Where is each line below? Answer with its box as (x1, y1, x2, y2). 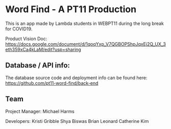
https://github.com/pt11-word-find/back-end (5, 80, 99, 86)
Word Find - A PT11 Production (5, 4, 137, 15)
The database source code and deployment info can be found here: (5, 75, 148, 81)
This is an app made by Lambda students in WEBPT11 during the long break (5, 20, 164, 26)
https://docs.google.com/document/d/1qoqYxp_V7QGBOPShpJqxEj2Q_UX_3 (5, 41, 166, 47)
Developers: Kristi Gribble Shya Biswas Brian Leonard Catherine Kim (5, 118, 149, 124)
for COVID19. (5, 25, 33, 31)
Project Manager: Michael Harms (5, 108, 75, 114)
